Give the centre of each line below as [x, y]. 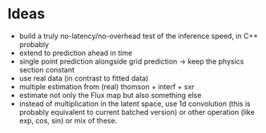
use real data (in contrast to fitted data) [84, 78]
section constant [47, 69]
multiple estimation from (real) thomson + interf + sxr [107, 86]
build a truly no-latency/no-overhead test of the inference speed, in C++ [138, 36]
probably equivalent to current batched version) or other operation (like [137, 111]
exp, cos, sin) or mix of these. [68, 120]
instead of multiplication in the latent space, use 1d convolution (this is [135, 104]
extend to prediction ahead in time [76, 53]
